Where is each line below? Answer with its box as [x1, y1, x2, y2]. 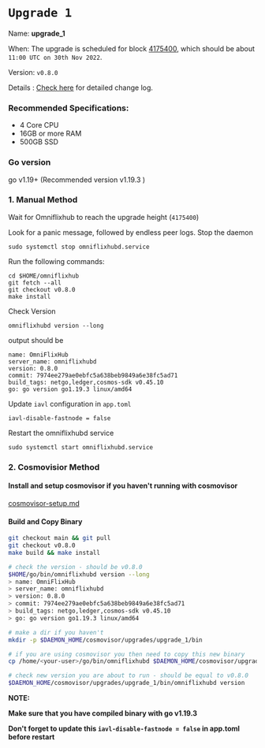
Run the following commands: [8, 256, 105, 266]
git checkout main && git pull [8, 534, 111, 542]
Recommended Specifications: [8, 102, 129, 114]
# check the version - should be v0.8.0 [8, 563, 144, 571]
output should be [8, 335, 64, 344]
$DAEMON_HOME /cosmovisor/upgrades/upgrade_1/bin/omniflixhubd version [8, 679, 245, 687]
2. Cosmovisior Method [8, 461, 100, 472]
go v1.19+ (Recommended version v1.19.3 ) [8, 175, 146, 184]
